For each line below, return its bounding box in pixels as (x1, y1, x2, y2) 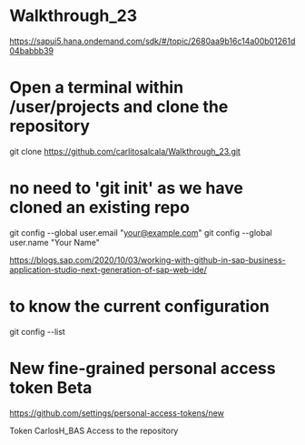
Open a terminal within (9, 77, 184, 98)
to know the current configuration (9, 297, 270, 317)
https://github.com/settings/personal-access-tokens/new (9, 407, 225, 419)
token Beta (9, 377, 93, 398)
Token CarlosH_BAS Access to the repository (9, 425, 179, 436)
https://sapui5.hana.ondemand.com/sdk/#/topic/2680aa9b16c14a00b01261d (9, 35, 296, 46)
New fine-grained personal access (9, 358, 276, 379)
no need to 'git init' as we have (9, 178, 243, 198)
